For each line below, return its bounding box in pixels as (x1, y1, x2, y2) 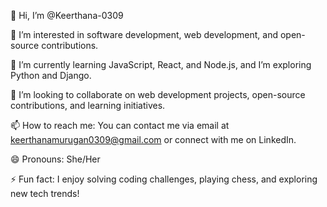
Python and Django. (10, 70, 92, 81)
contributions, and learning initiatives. (10, 100, 166, 111)
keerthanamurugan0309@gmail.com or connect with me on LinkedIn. (10, 134, 297, 145)
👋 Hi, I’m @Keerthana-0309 (10, 10, 124, 21)
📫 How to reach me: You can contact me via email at (10, 120, 230, 131)
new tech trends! (10, 188, 80, 199)
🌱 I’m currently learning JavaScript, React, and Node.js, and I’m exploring (10, 59, 312, 70)
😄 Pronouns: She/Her (10, 153, 101, 165)
